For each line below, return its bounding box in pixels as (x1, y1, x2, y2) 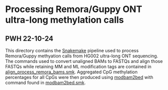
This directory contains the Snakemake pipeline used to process (5, 48, 139, 53)
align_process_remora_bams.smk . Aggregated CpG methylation (5, 69, 138, 75)
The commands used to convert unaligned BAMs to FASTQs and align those (5, 58, 163, 64)
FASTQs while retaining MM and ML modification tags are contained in (5, 64, 152, 69)
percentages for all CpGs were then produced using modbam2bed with (5, 74, 154, 80)
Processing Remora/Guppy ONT (5, 4, 142, 15)
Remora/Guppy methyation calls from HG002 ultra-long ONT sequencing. (5, 53, 158, 59)
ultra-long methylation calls (5, 14, 124, 26)
